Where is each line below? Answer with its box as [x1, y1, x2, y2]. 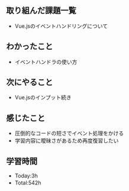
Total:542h [14, 179, 41, 186]
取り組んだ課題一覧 [6, 5, 76, 16]
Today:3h [14, 172, 38, 179]
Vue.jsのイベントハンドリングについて [14, 22, 108, 30]
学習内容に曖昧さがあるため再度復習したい [14, 137, 119, 144]
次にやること [6, 77, 53, 88]
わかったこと [6, 41, 53, 51]
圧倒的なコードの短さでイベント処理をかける [14, 130, 124, 137]
